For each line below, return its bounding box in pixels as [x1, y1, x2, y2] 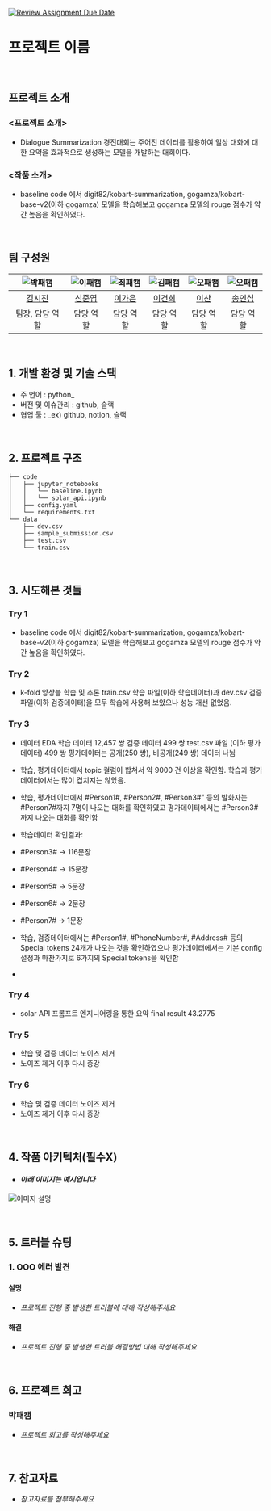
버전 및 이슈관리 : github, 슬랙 [19, 400, 115, 409]
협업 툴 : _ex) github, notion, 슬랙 [19, 409, 127, 419]
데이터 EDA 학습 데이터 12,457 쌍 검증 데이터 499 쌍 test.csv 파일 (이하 [19, 737, 246, 747]
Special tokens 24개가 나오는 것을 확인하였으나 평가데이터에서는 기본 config [19, 942, 263, 952]
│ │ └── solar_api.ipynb [8, 494, 106, 502]
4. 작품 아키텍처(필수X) [8, 1150, 118, 1164]
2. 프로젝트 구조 [8, 451, 82, 464]
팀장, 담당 [15, 308, 50, 319]
